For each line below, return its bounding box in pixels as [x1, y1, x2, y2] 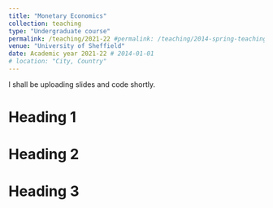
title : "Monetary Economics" [8, 11, 107, 20]
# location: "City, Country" [8, 58, 107, 66]
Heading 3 [8, 182, 80, 201]
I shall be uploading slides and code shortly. [8, 79, 156, 89]
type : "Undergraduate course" [8, 27, 111, 35]
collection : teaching [8, 19, 82, 28]
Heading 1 [8, 108, 77, 127]
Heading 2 [8, 145, 80, 163]
